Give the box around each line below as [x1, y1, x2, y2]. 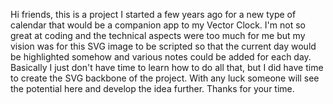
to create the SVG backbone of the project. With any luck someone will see [10, 72, 320, 84]
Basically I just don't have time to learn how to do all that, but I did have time [10, 62, 324, 73]
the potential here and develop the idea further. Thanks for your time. [10, 83, 295, 94]
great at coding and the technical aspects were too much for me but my [10, 30, 306, 41]
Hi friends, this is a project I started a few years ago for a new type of [10, 9, 297, 20]
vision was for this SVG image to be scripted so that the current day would [10, 40, 317, 52]
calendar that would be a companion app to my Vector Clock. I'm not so [10, 19, 306, 31]
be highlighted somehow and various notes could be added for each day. [10, 51, 312, 63]
